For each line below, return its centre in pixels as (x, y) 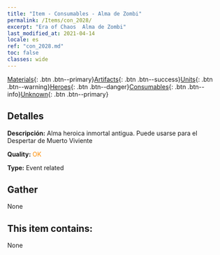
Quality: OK (24, 154)
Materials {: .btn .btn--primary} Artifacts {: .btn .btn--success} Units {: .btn (110, 79)
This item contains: (50, 228)
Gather (23, 189)
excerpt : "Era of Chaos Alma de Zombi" (67, 27)
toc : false (23, 53)
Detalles (25, 116)
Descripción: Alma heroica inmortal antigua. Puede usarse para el (102, 133)
